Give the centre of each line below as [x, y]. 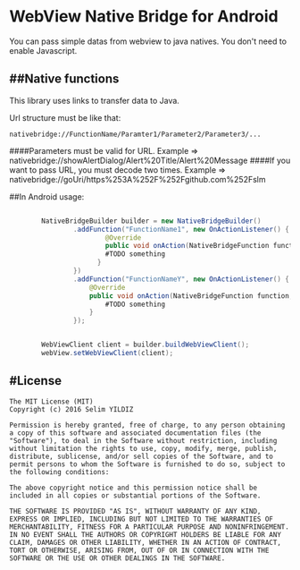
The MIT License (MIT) [51, 401]
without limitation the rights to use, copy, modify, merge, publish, [143, 448]
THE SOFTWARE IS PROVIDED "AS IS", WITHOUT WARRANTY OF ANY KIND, [135, 511]
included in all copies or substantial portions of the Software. [135, 495]
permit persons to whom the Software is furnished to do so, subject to [147, 464]
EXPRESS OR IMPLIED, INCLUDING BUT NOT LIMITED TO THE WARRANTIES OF [142, 519]
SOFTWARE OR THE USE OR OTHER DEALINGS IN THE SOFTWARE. [117, 558]
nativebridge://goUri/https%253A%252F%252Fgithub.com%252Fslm [137, 179]
